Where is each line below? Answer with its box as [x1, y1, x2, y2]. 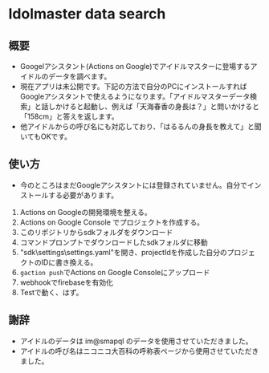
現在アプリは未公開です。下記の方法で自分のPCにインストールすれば [19, 82, 247, 91]
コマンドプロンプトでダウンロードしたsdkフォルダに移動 [19, 237, 209, 247]
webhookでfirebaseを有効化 [19, 278, 114, 287]
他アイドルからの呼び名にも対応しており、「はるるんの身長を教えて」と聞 [19, 122, 262, 131]
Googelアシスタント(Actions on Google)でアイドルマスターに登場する [19, 62, 251, 71]
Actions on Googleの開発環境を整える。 [19, 207, 152, 217]
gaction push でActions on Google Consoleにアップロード [19, 267, 210, 277]
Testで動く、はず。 [19, 287, 84, 297]
